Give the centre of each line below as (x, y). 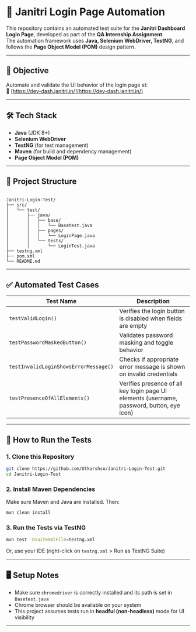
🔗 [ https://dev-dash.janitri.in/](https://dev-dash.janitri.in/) (75, 91)
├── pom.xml (20, 256)
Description (153, 301)
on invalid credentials (148, 374)
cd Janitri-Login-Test (34, 474)
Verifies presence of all (151, 384)
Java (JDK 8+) (32, 133)
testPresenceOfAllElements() (49, 398)
